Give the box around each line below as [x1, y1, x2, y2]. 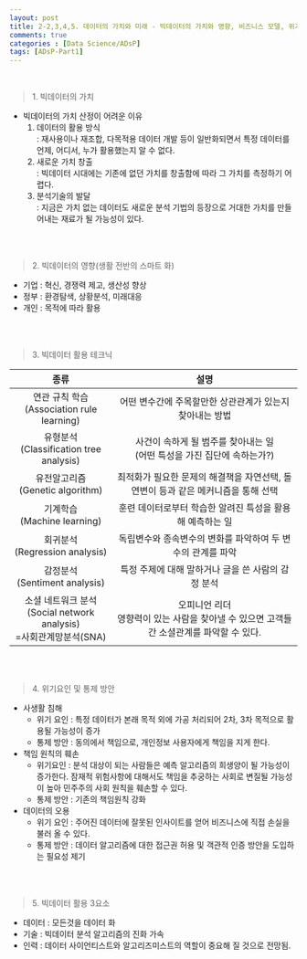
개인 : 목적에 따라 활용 [22, 302, 101, 313]
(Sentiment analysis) [16, 576, 105, 589]
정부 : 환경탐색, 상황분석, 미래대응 [22, 291, 143, 302]
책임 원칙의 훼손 [22, 748, 79, 759]
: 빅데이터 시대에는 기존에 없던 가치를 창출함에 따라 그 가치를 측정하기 [36, 168, 283, 179]
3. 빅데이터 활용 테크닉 [31, 349, 112, 361]
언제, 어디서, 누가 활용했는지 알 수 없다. [36, 145, 175, 156]
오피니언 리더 [177, 599, 231, 612]
